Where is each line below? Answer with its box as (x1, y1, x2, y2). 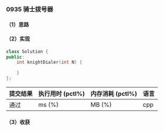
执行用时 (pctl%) (38, 89, 85, 98)
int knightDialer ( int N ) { (16, 60, 83, 65)
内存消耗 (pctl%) (90, 89, 138, 98)
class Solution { (6, 49, 49, 54)
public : (6, 54, 25, 60)
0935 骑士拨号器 (6, 5, 54, 13)
